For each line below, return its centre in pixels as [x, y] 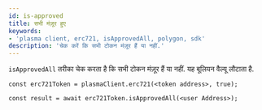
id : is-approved [36, 16]
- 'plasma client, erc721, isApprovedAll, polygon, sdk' [107, 38]
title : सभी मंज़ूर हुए [37, 23]
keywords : [25, 31]
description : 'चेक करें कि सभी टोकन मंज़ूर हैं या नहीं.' [87, 46]
